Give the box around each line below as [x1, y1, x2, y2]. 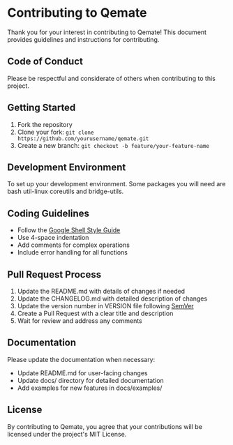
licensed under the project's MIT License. [7, 430, 127, 438]
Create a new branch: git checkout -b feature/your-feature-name [17, 141, 209, 149]
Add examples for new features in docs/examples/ [17, 384, 163, 392]
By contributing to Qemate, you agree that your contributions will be [7, 422, 202, 430]
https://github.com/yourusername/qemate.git [17, 135, 149, 142]
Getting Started [7, 102, 76, 114]
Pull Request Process [7, 269, 102, 280]
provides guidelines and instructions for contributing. [7, 35, 160, 43]
